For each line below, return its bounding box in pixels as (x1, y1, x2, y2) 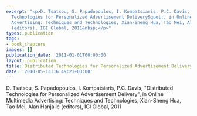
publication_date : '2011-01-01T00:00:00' (6, 52, 109, 58)
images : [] (6, 47, 33, 53)
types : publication (6, 30, 54, 36)
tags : (6, 36, 19, 42)
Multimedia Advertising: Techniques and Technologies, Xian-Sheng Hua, (6, 97, 182, 104)
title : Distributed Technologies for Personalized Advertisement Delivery (6, 63, 193, 69)
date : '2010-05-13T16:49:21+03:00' (6, 69, 93, 74)
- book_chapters (6, 42, 46, 47)
